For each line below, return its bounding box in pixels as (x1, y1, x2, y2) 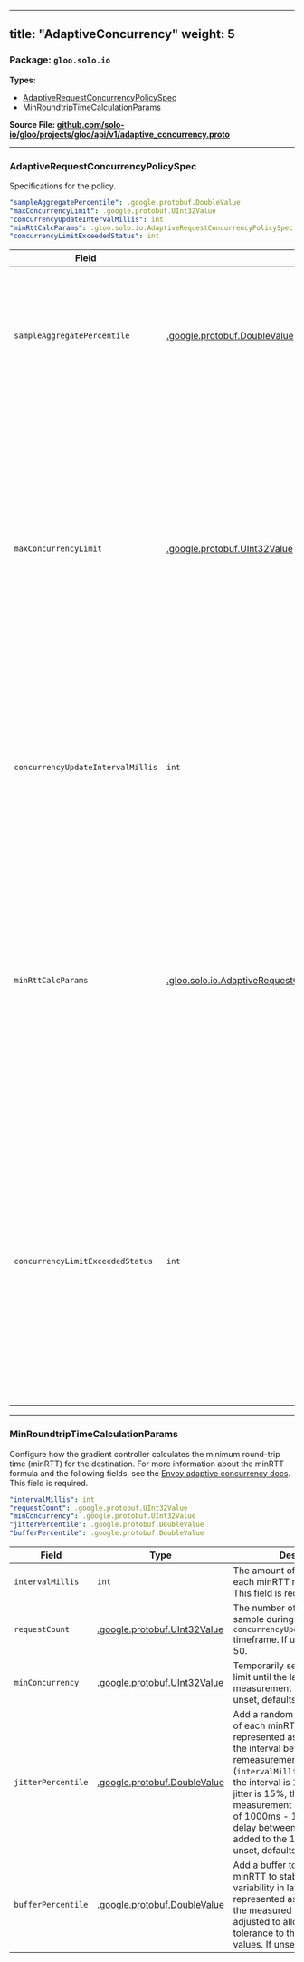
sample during (233, 1613, 294, 1626)
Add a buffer (233, 1859, 287, 1871)
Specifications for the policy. (9, 180, 116, 191)
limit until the (233, 1671, 288, 1684)
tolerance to (233, 1927, 285, 1939)
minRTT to (233, 1870, 278, 1883)
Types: (9, 74, 36, 85)
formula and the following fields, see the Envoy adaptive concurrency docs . (9, 1467, 291, 1478)
